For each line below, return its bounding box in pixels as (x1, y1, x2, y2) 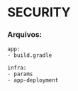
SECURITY (7, 4, 71, 21)
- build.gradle (7, 52, 52, 59)
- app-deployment (7, 77, 59, 84)
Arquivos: (7, 30, 43, 40)
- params (7, 70, 33, 78)
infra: (7, 65, 27, 72)
